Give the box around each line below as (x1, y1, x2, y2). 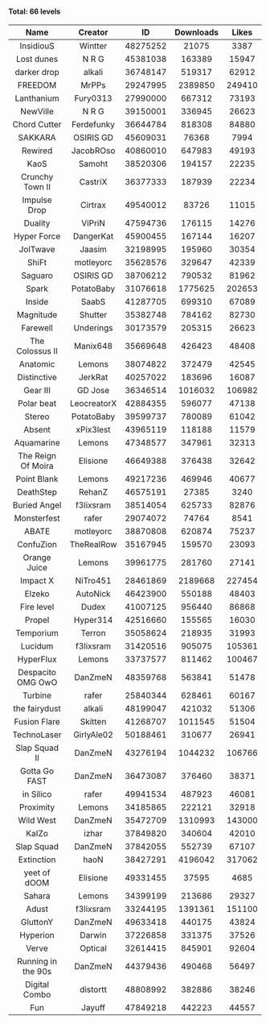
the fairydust (13, 703, 62, 715)
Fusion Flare (14, 716, 60, 728)
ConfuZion (17, 539, 58, 550)
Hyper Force (13, 230, 61, 242)
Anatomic (18, 359, 55, 370)
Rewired (21, 145, 53, 156)
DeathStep (17, 487, 58, 498)
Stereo (24, 411, 50, 422)
